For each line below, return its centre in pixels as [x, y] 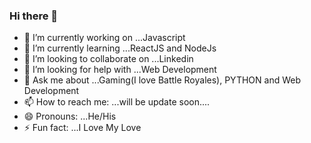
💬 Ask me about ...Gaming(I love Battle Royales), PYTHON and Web [162, 80]
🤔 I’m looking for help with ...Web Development [120, 70]
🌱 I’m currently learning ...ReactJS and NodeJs [120, 48]
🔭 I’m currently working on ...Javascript [104, 38]
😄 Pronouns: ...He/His [70, 116]
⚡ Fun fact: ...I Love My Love [82, 128]
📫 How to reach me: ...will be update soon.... [117, 102]
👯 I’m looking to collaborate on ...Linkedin [108, 59]
